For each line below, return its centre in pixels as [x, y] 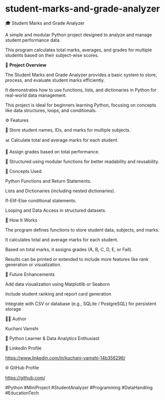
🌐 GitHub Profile [22, 367]
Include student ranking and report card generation [58, 294]
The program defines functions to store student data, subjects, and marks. [82, 230]
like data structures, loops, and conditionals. [51, 110]
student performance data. [33, 40]
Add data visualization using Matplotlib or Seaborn [58, 284]
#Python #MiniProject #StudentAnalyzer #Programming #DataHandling [79, 387]
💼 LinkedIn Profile [23, 348]
